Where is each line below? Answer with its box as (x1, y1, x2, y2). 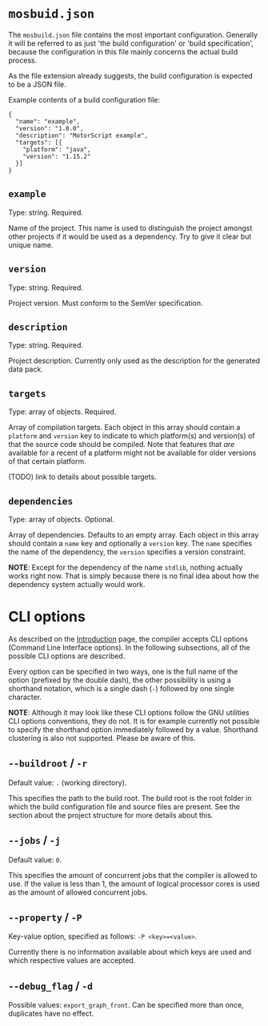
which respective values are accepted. (8, 956, 136, 965)
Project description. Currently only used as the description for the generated (8, 356, 261, 366)
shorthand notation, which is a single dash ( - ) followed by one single (8, 683, 234, 693)
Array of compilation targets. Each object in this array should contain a (8, 423, 241, 433)
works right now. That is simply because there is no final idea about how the (8, 571, 259, 581)
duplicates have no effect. (8, 1008, 94, 1019)
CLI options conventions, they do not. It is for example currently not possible (8, 716, 260, 726)
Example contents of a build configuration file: (8, 95, 160, 104)
